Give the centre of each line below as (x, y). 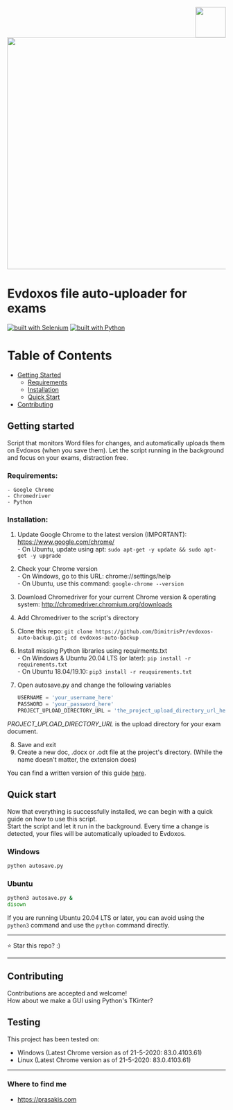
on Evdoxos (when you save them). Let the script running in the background (115, 450)
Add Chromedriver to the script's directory (78, 618)
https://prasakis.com (47, 1099)
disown (17, 905)
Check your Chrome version (58, 569)
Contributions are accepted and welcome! (67, 993)
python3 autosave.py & (40, 898)
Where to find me (37, 1084)
